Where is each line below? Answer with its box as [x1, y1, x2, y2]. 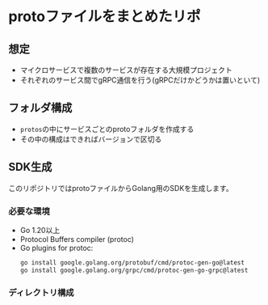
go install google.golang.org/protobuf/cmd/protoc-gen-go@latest [19, 258, 245, 267]
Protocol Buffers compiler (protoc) [19, 234, 135, 244]
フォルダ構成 [8, 101, 73, 115]
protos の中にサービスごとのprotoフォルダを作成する [19, 124, 195, 133]
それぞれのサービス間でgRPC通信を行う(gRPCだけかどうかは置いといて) [19, 75, 261, 85]
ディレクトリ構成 [8, 286, 74, 298]
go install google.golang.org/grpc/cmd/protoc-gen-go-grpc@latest [19, 266, 249, 274]
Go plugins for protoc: [19, 243, 94, 252]
